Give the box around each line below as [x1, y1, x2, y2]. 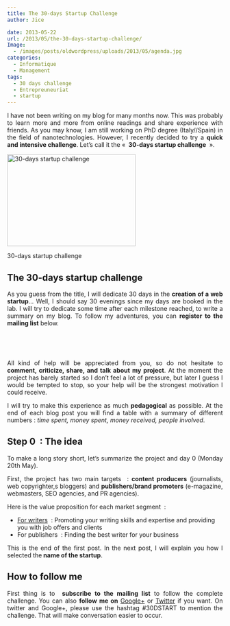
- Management [13, 67, 51, 74]
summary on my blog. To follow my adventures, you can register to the [7, 312, 223, 320]
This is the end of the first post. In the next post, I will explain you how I [7, 544, 223, 552]
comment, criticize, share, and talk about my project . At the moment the [7, 366, 223, 374]
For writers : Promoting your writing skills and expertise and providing [16, 515, 216, 524]
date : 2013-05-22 [7, 29, 57, 36]
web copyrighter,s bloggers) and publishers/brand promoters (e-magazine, [7, 482, 223, 490]
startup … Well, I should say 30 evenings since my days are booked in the [7, 297, 223, 305]
